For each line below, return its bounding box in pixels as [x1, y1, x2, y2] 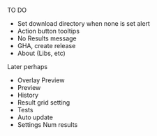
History [17, 91, 39, 99]
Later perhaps [7, 63, 47, 70]
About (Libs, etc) [17, 49, 66, 57]
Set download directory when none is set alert [17, 20, 150, 27]
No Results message [17, 34, 77, 43]
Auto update [17, 113, 54, 121]
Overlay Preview [17, 76, 65, 84]
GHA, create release [17, 42, 76, 50]
